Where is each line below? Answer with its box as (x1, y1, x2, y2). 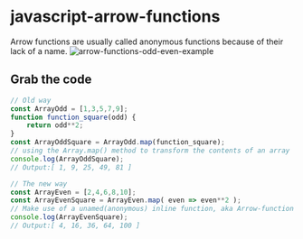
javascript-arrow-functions (10, 6, 221, 27)
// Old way (10, 96, 52, 105)
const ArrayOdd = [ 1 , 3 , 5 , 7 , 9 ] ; (10, 104, 128, 114)
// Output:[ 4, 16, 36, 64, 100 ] (10, 221, 141, 230)
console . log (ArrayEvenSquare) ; (10, 213, 128, 222)
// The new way (10, 179, 68, 188)
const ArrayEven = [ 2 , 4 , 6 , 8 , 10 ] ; (10, 188, 137, 197)
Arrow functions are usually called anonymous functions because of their (10, 36, 284, 47)
